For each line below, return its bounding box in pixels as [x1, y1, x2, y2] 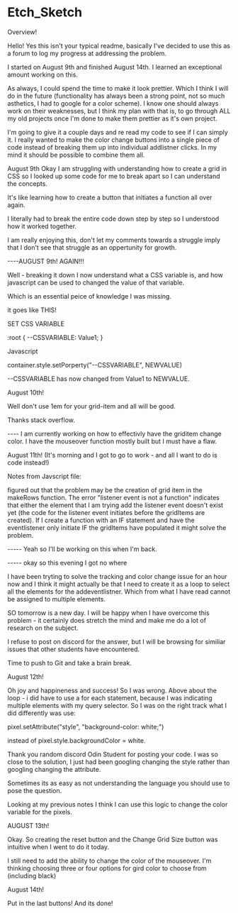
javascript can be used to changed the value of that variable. [7, 278, 185, 287]
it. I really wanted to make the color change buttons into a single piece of [7, 135, 220, 144]
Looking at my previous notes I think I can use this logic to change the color [7, 799, 228, 809]
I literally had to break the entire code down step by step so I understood [7, 214, 220, 223]
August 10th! [7, 388, 45, 397]
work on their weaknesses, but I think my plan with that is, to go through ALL [7, 106, 232, 115]
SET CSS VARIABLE [7, 319, 65, 328]
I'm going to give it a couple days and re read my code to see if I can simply [7, 128, 228, 136]
